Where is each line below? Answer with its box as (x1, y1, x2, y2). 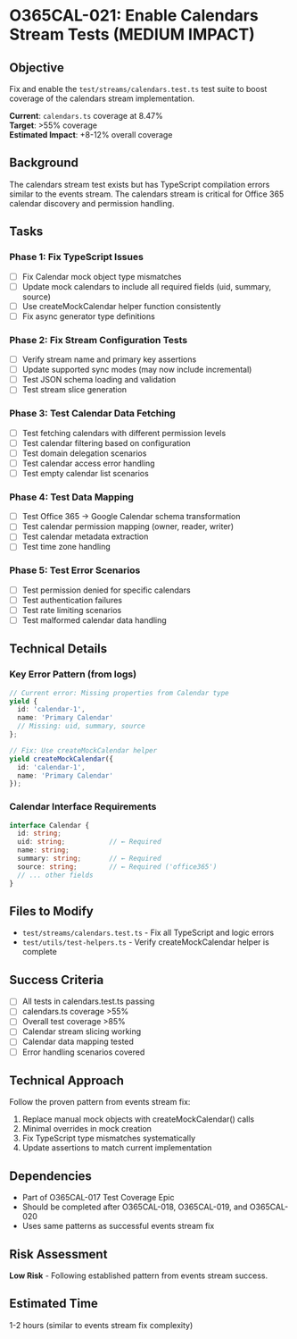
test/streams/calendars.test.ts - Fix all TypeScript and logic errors (21, 927, 275, 939)
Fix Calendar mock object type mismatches (21, 271, 182, 282)
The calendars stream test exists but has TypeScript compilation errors (9, 179, 270, 189)
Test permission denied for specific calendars (21, 585, 191, 595)
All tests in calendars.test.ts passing (21, 996, 155, 1006)
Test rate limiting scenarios (21, 604, 122, 615)
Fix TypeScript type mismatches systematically (21, 1133, 196, 1144)
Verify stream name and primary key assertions (21, 354, 197, 365)
